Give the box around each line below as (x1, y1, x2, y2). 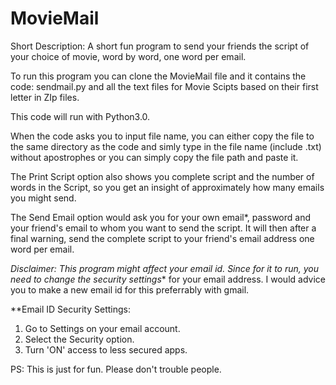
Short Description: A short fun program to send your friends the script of (10, 40, 310, 52)
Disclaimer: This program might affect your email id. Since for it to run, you (10, 262, 320, 274)
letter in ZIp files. (10, 91, 80, 103)
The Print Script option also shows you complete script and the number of (10, 170, 315, 182)
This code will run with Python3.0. (10, 110, 151, 122)
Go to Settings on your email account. (24, 322, 181, 334)
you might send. (10, 192, 77, 204)
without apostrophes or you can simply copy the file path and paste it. (10, 151, 299, 163)
